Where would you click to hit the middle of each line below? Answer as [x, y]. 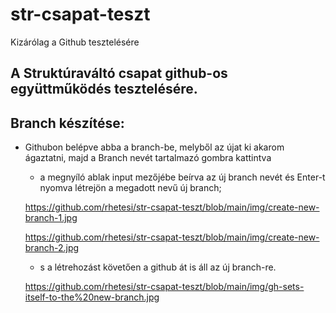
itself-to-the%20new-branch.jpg [92, 297]
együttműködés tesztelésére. [104, 89]
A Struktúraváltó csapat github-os [119, 73]
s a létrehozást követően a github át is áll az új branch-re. [158, 267]
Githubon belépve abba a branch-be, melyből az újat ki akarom [154, 147]
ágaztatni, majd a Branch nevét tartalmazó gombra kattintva [148, 158]
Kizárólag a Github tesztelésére [75, 42]
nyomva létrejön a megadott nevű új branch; [130, 188]
